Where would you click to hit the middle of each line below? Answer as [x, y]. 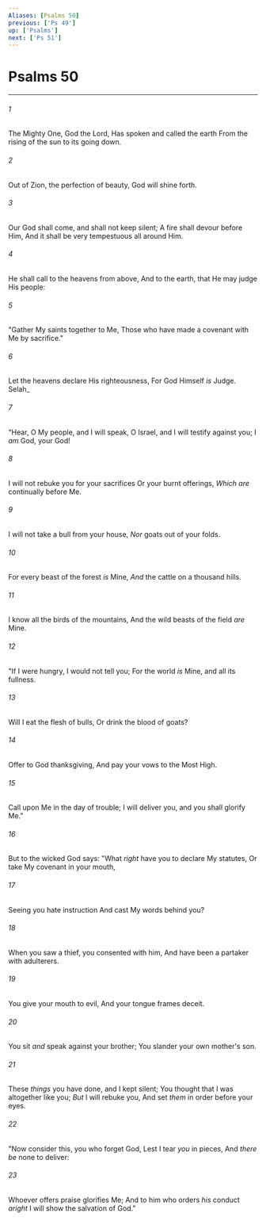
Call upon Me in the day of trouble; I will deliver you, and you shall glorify [127, 808]
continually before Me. [45, 492]
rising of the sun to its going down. [65, 142]
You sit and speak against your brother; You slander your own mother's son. [133, 1047]
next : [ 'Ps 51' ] [35, 38]
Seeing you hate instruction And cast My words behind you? [106, 909]
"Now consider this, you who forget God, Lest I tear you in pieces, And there [133, 1148]
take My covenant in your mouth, [62, 867]
